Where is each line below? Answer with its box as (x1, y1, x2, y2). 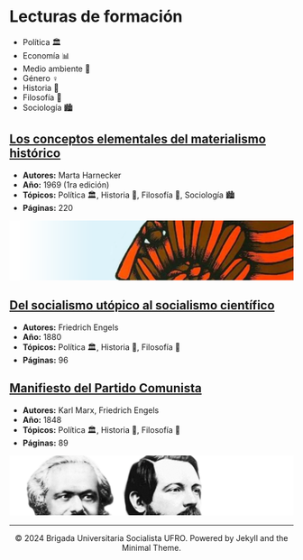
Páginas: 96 (22, 354, 69, 365)
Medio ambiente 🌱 (22, 63, 91, 74)
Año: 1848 (22, 414, 62, 425)
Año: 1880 (22, 331, 62, 342)
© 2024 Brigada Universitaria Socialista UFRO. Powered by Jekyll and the (14, 533, 289, 543)
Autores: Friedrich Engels (22, 322, 119, 333)
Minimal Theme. (121, 543, 182, 553)
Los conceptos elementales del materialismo (9, 132, 266, 147)
